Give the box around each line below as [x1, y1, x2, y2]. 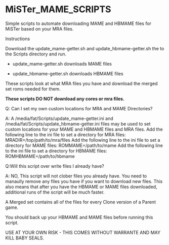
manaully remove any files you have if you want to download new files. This [5, 178, 163, 184]
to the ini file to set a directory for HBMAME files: [5, 147, 107, 154]
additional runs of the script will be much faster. [5, 189, 105, 195]
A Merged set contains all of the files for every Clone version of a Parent [5, 199, 156, 205]
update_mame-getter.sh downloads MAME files [12, 60, 112, 67]
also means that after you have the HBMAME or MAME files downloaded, [5, 183, 158, 190]
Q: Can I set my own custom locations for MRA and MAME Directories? [5, 105, 153, 111]
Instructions [5, 36, 30, 42]
